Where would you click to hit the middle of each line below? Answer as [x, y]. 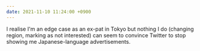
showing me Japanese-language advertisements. [69, 41]
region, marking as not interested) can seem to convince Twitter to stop [96, 35]
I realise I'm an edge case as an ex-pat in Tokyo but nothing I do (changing [100, 29]
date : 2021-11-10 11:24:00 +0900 [49, 12]
